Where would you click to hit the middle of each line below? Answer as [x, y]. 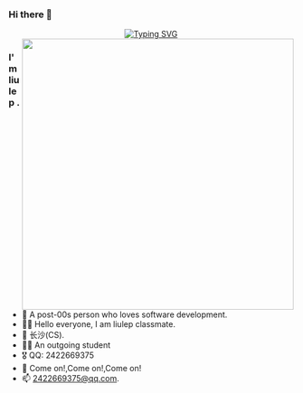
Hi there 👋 [31, 14]
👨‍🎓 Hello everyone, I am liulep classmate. [98, 324]
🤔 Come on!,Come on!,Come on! [81, 369]
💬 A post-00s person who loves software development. [124, 314]
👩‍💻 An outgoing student [66, 345]
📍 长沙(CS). [43, 335]
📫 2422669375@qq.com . [70, 379]
